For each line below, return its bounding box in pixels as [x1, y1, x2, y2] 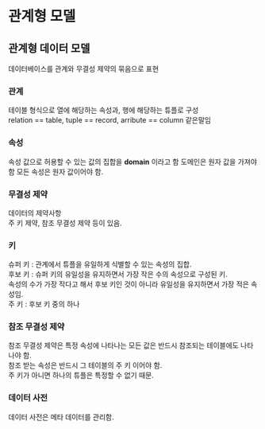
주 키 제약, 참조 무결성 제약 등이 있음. [8, 218, 122, 228]
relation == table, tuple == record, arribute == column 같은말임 [8, 115, 212, 125]
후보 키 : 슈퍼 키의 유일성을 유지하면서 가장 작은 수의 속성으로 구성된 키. [8, 270, 228, 279]
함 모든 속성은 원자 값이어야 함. [8, 166, 104, 176]
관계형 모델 [8, 7, 76, 25]
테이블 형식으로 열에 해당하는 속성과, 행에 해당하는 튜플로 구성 [8, 105, 199, 115]
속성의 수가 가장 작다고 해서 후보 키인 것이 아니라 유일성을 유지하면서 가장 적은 [8, 279, 250, 289]
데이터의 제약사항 [8, 208, 62, 217]
